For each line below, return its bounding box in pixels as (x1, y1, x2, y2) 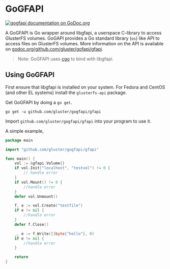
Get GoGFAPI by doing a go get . (5, 99, 72, 105)
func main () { (5, 156, 36, 161)
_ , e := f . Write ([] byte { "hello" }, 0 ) (14, 231, 95, 236)
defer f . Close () (14, 222, 49, 227)
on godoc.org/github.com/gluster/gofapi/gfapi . (5, 46, 103, 52)
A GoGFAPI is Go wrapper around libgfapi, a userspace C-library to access (5, 29, 162, 36)
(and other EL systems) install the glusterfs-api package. (5, 89, 127, 96)
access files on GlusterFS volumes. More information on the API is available (5, 40, 164, 46)
